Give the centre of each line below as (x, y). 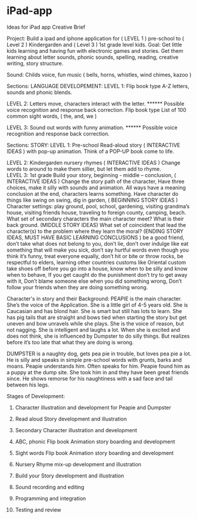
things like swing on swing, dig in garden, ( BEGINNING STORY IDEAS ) (92, 200)
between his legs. (28, 385)
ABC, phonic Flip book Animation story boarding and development (95, 442)
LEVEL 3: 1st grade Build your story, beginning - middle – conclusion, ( (91, 175)
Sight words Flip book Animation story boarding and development (94, 453)
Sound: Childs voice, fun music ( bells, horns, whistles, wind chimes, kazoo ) (99, 74)
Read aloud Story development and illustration (71, 419)
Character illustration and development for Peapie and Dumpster (93, 407)
